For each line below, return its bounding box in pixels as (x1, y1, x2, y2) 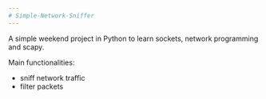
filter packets (19, 81, 64, 91)
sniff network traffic (19, 73, 85, 82)
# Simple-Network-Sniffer (8, 11, 94, 20)
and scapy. (8, 42, 45, 52)
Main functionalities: (8, 57, 75, 67)
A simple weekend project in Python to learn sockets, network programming (8, 34, 259, 43)
